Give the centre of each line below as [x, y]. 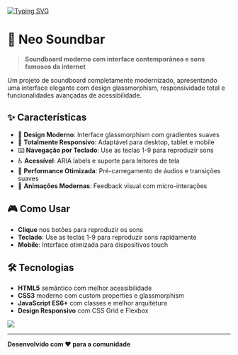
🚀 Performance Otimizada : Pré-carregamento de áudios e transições [119, 170]
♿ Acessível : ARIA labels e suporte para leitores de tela [98, 161]
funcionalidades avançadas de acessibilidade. [75, 95]
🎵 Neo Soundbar [56, 40]
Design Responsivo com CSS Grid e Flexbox [83, 310]
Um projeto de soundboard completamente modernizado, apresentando [112, 80]
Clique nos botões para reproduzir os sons [80, 229]
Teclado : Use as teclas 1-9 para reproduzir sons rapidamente [107, 237]
